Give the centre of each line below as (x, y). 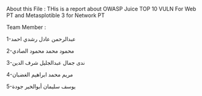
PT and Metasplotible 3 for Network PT (56, 15)
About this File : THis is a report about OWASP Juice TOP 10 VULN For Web (101, 9)
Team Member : (26, 27)
